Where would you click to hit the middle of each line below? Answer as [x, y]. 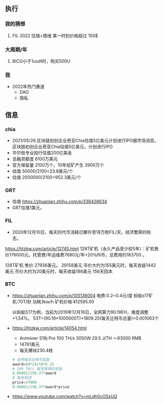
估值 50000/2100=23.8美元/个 [43, 171]
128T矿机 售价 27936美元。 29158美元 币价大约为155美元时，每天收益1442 [81, 265]
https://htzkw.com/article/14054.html [49, 328]
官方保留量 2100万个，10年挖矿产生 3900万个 [58, 165]
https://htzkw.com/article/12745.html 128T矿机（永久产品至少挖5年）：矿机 [80, 249]
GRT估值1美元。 [28, 208]
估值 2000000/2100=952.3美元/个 [47, 177]
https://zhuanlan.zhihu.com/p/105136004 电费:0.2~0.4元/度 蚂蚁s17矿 [82, 295]
